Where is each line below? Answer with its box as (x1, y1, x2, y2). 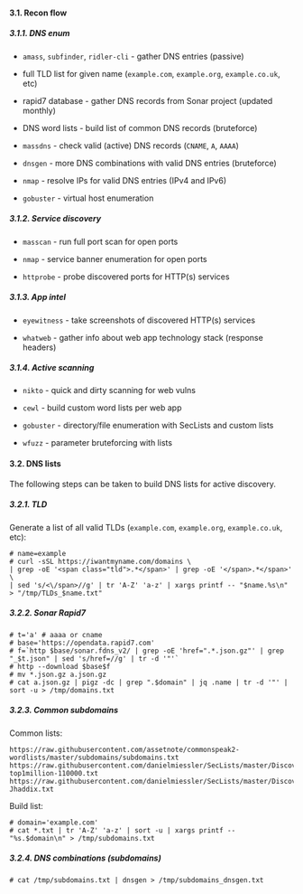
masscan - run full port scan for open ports (22, 236, 179, 247)
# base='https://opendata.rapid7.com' (9, 638, 155, 647)
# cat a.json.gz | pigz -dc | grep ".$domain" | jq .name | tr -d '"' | (9, 678, 289, 687)
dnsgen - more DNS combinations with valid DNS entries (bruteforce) (22, 157, 277, 168)
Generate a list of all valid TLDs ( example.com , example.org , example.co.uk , (9, 522, 283, 532)
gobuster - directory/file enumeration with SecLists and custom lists (22, 420, 274, 431)
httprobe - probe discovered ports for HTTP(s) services (22, 271, 230, 282)
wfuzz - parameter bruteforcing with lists (22, 438, 173, 448)
